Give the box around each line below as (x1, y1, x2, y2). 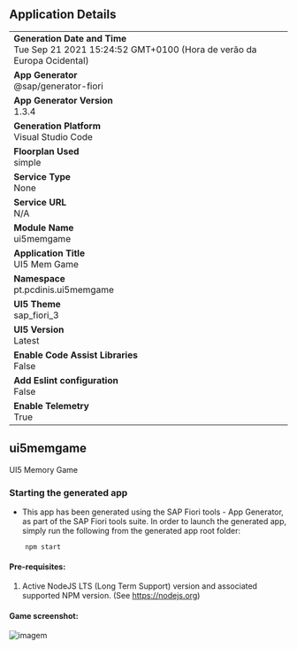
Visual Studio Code (13, 130, 93, 143)
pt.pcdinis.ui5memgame (13, 283, 115, 296)
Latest (13, 334, 40, 346)
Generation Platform (13, 120, 102, 132)
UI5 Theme (13, 297, 62, 310)
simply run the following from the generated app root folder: (21, 525, 241, 536)
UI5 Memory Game (9, 464, 78, 475)
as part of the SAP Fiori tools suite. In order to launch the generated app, (21, 515, 287, 526)
